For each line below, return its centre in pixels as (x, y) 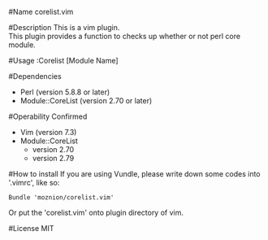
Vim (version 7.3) (48, 132)
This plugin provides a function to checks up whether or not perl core (125, 36)
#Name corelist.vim (41, 12)
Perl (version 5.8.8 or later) (65, 92)
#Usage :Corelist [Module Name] (64, 61)
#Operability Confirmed (48, 116)
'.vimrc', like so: (34, 183)
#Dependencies (35, 76)
